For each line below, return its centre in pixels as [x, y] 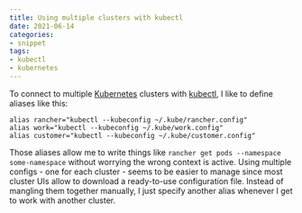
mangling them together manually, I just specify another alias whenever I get [151, 190]
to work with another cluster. [62, 200]
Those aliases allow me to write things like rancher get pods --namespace [145, 152]
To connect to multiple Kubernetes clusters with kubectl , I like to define [141, 93]
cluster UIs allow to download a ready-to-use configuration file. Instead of [146, 181]
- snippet [28, 43]
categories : [32, 34]
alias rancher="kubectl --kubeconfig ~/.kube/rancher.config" [128, 120]
